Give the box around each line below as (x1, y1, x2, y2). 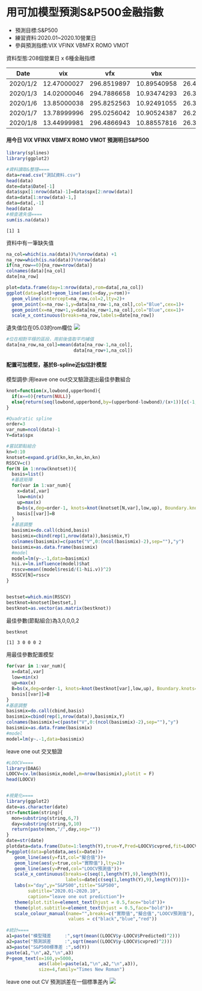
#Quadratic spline (6, 416, 52, 422)
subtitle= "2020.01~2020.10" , (28, 888, 101, 894)
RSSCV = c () (6, 460, 31, 466)
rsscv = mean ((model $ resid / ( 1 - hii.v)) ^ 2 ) (11, 566, 112, 573)
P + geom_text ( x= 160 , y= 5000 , (6, 955, 74, 961)
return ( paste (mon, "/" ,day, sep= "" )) (11, 826, 101, 832)
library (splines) (6, 150, 50, 156)
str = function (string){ (6, 809, 63, 815)
